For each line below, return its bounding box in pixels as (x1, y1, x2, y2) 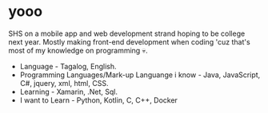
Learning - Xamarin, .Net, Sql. (19, 87, 118, 96)
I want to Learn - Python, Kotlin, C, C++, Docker (19, 95, 178, 105)
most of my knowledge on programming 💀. (8, 45, 148, 55)
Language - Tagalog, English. (19, 61, 118, 71)
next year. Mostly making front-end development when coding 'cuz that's (8, 37, 250, 46)
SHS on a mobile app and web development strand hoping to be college (8, 29, 246, 38)
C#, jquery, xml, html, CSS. (19, 78, 109, 88)
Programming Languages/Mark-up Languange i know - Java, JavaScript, (19, 70, 261, 80)
